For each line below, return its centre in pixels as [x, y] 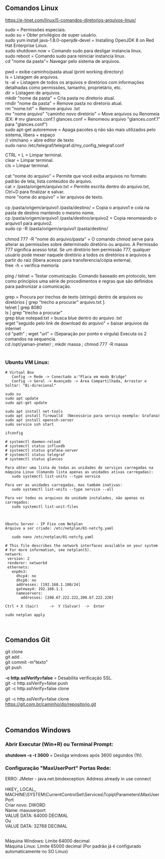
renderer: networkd [27, 563]
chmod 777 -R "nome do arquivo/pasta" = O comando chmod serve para [80, 239]
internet [13, 328]
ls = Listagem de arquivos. [32, 77]
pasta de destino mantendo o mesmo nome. [50, 213]
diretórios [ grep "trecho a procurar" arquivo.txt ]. [56, 302]
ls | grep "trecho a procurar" [34, 312]
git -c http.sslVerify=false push [37, 683]
